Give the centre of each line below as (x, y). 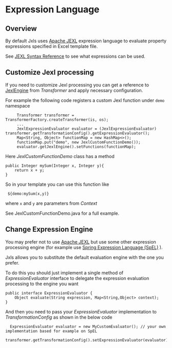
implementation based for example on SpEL (51, 331)
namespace (18, 106)
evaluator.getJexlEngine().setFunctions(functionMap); (77, 147)
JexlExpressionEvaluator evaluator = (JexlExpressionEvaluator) (87, 129)
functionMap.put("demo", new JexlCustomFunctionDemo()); (79, 142)
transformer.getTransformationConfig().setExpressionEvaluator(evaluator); (88, 340)
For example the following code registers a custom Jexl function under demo (85, 100)
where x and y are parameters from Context (51, 203)
